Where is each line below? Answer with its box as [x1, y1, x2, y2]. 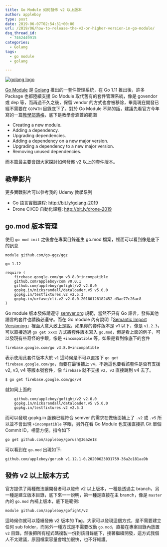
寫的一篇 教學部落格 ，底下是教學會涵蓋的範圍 [5, 112, 97, 118]
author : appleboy [5, 12, 41, 17]
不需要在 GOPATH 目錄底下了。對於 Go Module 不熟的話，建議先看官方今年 [9, 106, 160, 112]
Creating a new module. [12, 122, 62, 128]
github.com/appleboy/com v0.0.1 [14, 279, 81, 284]
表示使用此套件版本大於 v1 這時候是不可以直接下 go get [5, 354, 119, 360]
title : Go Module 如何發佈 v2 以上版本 [5, 7, 82, 13]
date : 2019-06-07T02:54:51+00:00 [5, 21, 75, 27]
